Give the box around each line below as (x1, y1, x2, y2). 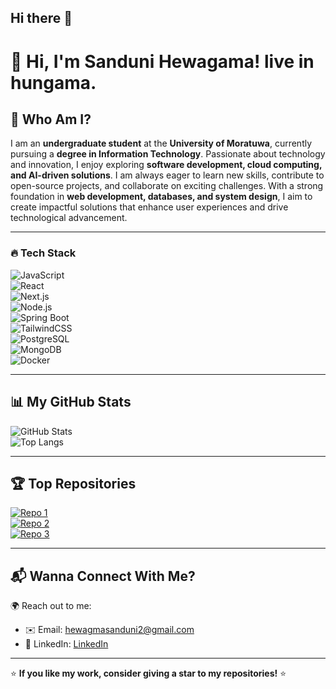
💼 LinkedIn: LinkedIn (24, 638, 109, 650)
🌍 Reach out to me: (10, 600, 92, 612)
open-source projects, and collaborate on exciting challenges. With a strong (10, 180, 324, 192)
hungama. (10, 71, 97, 94)
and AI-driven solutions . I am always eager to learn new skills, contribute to (10, 169, 325, 181)
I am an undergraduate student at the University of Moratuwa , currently (10, 137, 313, 150)
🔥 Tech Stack (10, 246, 77, 260)
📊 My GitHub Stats (10, 394, 132, 411)
